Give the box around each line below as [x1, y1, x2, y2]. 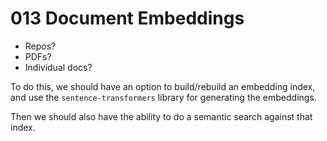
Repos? [24, 40, 57, 52]
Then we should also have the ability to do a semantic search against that [10, 110, 313, 122]
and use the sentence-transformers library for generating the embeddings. [10, 91, 317, 103]
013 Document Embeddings [10, 7, 245, 30]
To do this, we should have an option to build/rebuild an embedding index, [10, 80, 316, 92]
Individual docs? [24, 61, 93, 73]
